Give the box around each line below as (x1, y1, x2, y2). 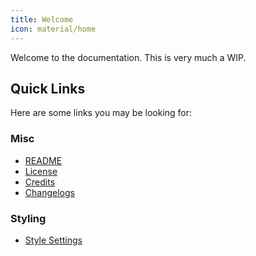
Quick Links (10, 80, 86, 97)
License (24, 165, 58, 177)
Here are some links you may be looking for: (10, 107, 193, 119)
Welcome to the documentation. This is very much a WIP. (10, 51, 247, 63)
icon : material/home (10, 24, 97, 34)
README (24, 154, 63, 166)
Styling (10, 211, 47, 225)
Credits (24, 176, 56, 188)
